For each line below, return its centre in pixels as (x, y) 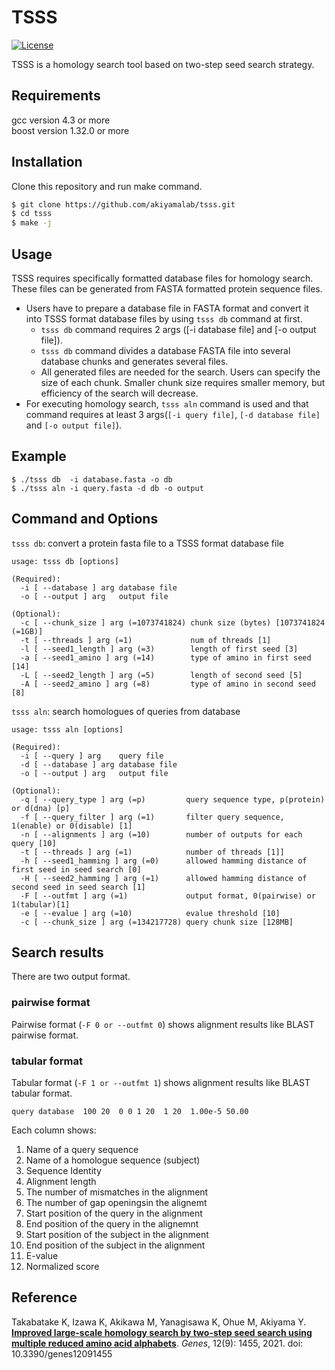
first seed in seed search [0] (76, 869)
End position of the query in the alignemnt (112, 1224)
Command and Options (85, 519)
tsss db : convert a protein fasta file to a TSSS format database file (147, 543)
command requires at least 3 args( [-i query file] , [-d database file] (173, 414)
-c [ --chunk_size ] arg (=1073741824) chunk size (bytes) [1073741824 (173, 622)
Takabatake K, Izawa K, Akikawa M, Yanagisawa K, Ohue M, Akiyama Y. (159, 1322)
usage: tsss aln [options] (67, 729)
